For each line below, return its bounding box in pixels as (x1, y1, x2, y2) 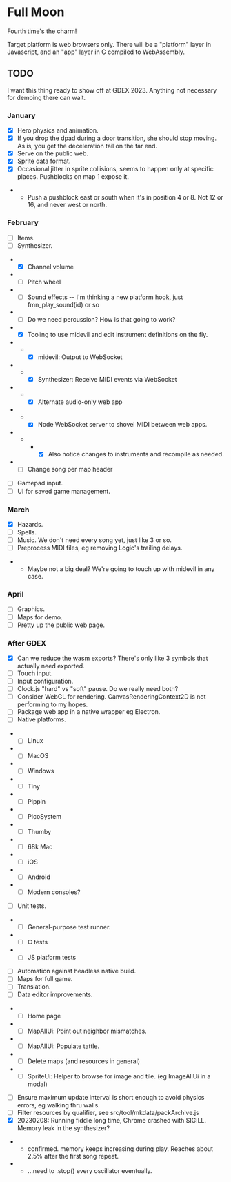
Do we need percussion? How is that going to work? (27, 315, 176, 323)
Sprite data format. (17, 157, 71, 166)
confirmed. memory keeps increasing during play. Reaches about (27, 1145, 214, 1153)
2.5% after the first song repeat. (27, 1152, 119, 1161)
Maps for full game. (17, 975, 73, 983)
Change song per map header (27, 465, 113, 474)
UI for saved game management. (17, 487, 110, 495)
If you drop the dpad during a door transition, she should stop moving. (17, 134, 217, 142)
